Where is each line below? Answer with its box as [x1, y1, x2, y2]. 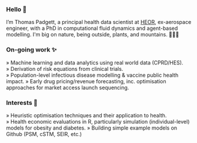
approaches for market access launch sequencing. [6, 84, 129, 91]
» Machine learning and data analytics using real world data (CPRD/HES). [6, 59, 183, 66]
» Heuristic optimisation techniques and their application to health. [6, 111, 167, 119]
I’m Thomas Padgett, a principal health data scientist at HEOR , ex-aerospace [6, 19, 192, 26]
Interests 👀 [6, 98, 38, 107]
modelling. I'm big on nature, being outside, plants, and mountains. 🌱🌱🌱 [6, 31, 179, 38]
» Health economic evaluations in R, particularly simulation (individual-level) [6, 118, 190, 125]
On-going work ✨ [6, 46, 57, 54]
